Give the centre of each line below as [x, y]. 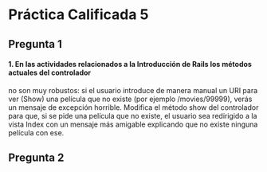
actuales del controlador [50, 72]
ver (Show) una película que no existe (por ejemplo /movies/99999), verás [130, 99]
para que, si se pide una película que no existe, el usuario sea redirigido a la [133, 115]
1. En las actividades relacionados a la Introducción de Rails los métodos [130, 64]
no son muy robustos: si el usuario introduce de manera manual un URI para [133, 90]
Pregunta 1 [35, 44]
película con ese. [36, 132]
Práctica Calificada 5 [79, 15]
